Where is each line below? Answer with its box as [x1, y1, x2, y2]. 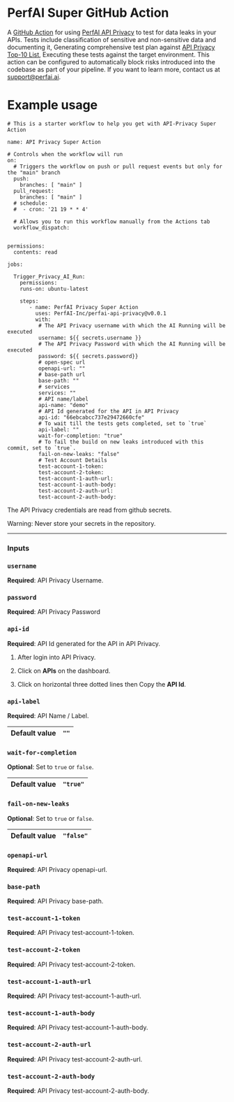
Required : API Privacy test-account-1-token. [7, 929, 134, 937]
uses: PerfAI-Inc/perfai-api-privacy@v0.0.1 [35, 310, 167, 317]
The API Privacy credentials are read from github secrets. [7, 506, 172, 514]
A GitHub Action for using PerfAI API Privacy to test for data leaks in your [7, 28, 217, 36]
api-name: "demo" [38, 401, 89, 408]
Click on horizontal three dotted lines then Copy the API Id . [17, 680, 187, 688]
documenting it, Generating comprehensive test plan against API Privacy [7, 43, 215, 51]
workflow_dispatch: [13, 224, 70, 231]
